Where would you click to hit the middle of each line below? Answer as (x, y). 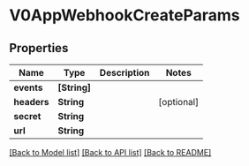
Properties (39, 48)
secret (27, 116)
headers (32, 102)
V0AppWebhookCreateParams (124, 15)
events (28, 87)
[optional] (179, 102)
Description (124, 73)
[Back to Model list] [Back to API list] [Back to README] (110, 152)
